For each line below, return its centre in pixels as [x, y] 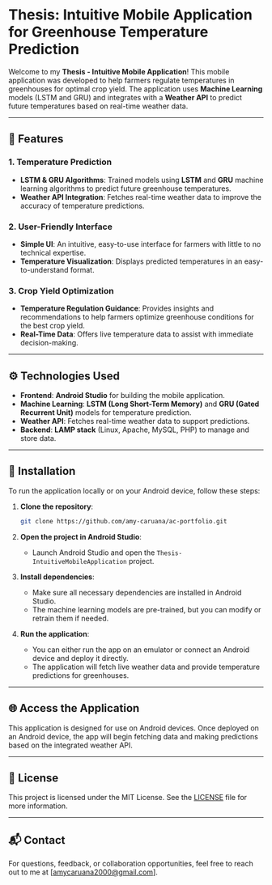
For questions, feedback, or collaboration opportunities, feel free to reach [131, 864]
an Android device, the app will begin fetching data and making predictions [134, 736]
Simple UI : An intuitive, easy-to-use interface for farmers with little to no [140, 243]
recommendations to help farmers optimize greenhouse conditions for [137, 317]
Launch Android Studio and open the [93, 553]
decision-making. [49, 343]
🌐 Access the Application [74, 708]
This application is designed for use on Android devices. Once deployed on [134, 728]
